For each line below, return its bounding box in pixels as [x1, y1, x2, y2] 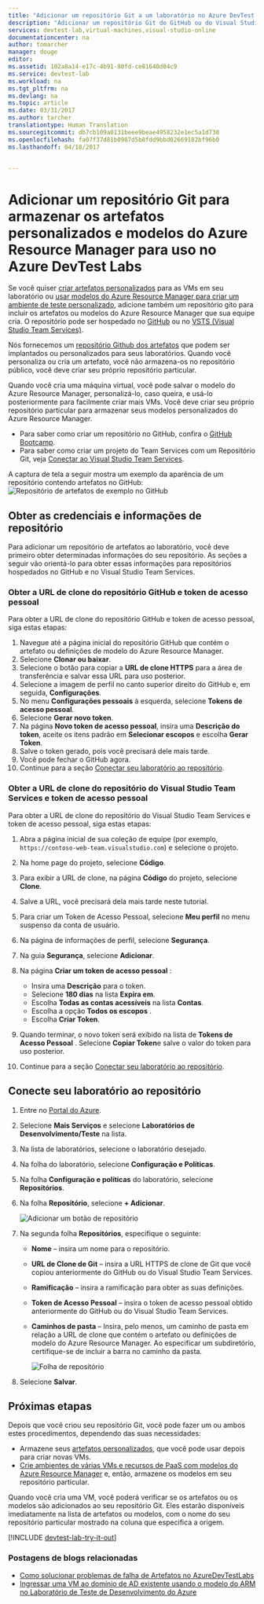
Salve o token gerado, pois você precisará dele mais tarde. [19, 747, 211, 756]
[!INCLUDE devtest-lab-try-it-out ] [8, 1533, 117, 1543]
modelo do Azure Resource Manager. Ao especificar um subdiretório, [31, 1338, 256, 1348]
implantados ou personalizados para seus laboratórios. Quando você [8, 349, 232, 358]
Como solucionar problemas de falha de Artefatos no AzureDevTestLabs [19, 1570, 255, 1580]
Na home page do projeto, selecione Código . [19, 857, 167, 867]
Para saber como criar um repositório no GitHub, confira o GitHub [19, 429, 233, 439]
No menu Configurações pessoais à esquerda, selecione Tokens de [19, 696, 243, 706]
